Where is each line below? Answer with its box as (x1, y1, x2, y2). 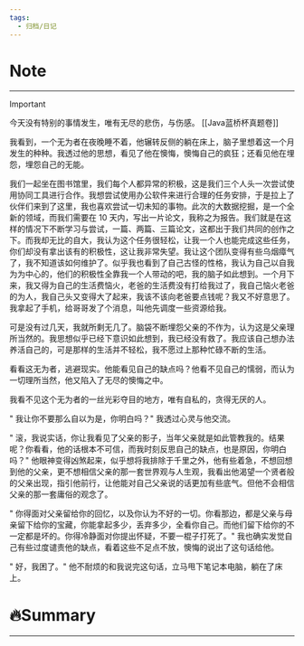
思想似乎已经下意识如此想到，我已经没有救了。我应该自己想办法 (56, 333, 295, 344)
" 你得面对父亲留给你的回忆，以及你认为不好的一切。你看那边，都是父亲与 (9, 508, 285, 520)
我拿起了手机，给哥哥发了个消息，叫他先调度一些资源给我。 (9, 303, 232, 314)
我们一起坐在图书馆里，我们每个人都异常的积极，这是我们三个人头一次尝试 (9, 178, 287, 190)
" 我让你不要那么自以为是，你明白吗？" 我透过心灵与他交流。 (9, 413, 235, 425)
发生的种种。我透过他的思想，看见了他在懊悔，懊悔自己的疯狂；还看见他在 (9, 148, 287, 159)
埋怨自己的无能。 (24, 159, 89, 170)
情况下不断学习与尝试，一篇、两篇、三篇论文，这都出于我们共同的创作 (24, 223, 287, 235)
